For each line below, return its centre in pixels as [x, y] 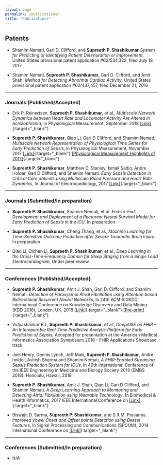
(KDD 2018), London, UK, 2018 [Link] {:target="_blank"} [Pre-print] [78, 310]
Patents [17, 38]
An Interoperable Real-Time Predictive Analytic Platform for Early [77, 330]
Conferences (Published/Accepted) [48, 279]
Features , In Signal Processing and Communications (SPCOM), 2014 [80, 425]
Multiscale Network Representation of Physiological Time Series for [80, 143]
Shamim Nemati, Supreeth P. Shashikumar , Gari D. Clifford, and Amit [81, 75]
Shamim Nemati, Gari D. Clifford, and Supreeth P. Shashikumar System [83, 50]
